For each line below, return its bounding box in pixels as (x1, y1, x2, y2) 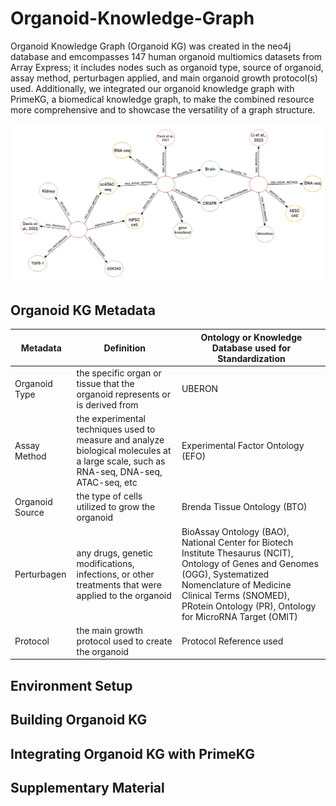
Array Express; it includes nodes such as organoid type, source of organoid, (10, 61, 324, 73)
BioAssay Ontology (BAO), (181, 525, 290, 537)
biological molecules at (76, 445, 172, 457)
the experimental (76, 413, 146, 425)
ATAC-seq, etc (76, 477, 138, 489)
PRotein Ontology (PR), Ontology (181, 600, 317, 612)
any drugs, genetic (76, 547, 153, 559)
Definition (103, 342, 147, 354)
